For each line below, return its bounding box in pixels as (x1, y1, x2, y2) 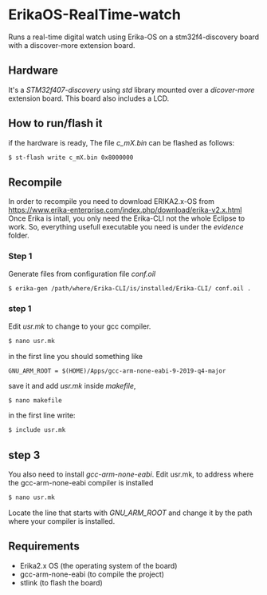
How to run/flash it (8, 117, 103, 130)
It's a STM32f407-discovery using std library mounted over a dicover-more (8, 85, 255, 94)
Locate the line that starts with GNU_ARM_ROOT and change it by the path (8, 508, 253, 517)
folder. (8, 230, 29, 241)
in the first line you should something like (8, 351, 143, 361)
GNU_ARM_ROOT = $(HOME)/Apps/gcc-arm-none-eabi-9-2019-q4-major (8, 366, 226, 375)
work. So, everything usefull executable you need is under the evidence (8, 222, 245, 232)
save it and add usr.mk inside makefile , (8, 381, 136, 390)
